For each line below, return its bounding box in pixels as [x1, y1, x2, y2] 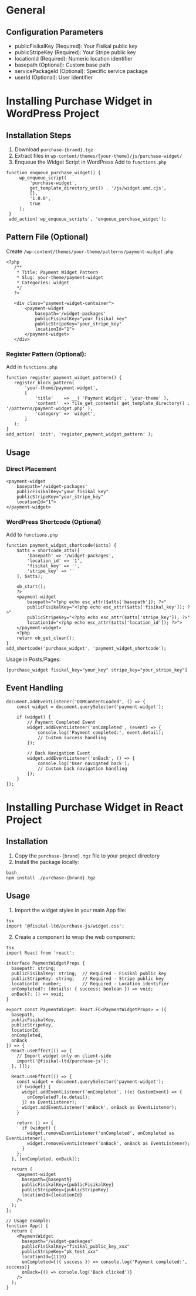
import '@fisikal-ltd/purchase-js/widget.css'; [6, 923, 125, 929]
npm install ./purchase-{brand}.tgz [6, 875, 96, 880]
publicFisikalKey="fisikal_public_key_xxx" [21, 1243, 130, 1250]
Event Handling [6, 683, 63, 693]
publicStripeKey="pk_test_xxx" [21, 1248, 99, 1254]
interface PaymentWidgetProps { [6, 960, 85, 966]
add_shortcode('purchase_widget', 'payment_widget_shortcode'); [6, 646, 167, 652]
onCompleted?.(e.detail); [27, 1094, 91, 1100]
